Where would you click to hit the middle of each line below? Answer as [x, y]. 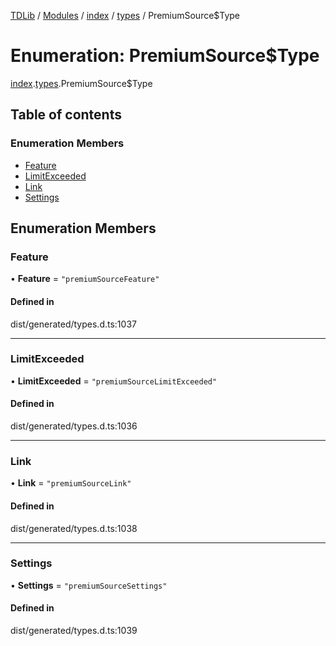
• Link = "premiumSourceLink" [71, 483]
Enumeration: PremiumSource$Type [165, 56]
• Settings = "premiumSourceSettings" [89, 585]
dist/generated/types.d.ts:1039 [74, 631]
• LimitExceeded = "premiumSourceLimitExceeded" [114, 381]
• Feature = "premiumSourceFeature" [85, 279]
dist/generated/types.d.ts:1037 [73, 324]
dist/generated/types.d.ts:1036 [74, 426]
